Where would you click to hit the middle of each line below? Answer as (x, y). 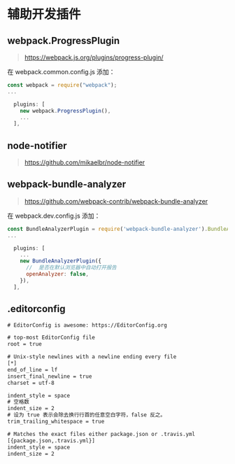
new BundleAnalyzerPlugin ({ (60, 261)
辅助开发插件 (44, 14)
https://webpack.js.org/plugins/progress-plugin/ (94, 57)
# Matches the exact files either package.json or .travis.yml (101, 434)
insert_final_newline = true (50, 376)
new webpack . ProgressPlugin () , (65, 111)
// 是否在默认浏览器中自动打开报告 (71, 268)
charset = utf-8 (31, 383)
